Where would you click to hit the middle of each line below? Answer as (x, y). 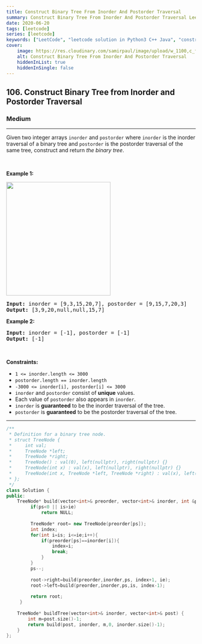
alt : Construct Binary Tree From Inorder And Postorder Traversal (102, 57)
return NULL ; (57, 513)
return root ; (47, 596)
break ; (60, 552)
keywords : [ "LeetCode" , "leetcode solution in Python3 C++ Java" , (91, 40)
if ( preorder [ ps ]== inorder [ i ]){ (80, 540)
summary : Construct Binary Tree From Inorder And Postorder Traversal (96, 17)
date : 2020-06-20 (28, 23)
